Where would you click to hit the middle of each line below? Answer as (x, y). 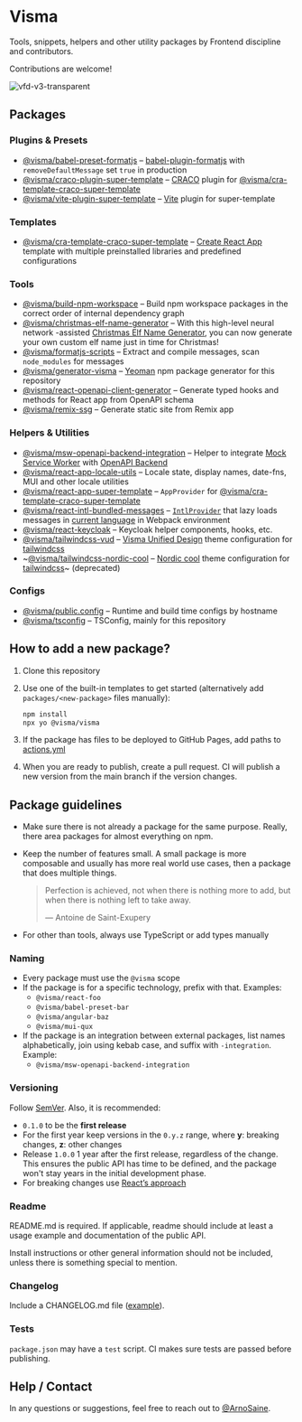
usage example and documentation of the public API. (108, 1236)
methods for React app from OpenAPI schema (108, 400)
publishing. (30, 1358)
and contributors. (41, 51)
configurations (50, 260)
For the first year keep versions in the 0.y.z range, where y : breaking (151, 1135)
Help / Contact (51, 1387)
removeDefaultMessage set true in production (105, 170)
